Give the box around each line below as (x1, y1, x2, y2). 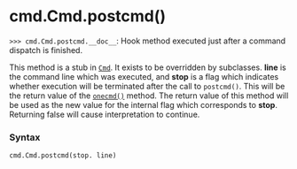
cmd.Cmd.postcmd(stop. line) (9, 151, 117, 160)
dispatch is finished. (9, 44, 82, 55)
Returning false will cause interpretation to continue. (9, 109, 200, 119)
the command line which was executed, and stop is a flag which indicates (9, 71, 279, 81)
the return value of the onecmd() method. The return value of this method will (9, 90, 289, 101)
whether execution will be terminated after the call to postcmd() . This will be (9, 81, 285, 91)
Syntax (9, 131, 41, 143)
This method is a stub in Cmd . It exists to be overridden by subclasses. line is (9, 62, 286, 73)
